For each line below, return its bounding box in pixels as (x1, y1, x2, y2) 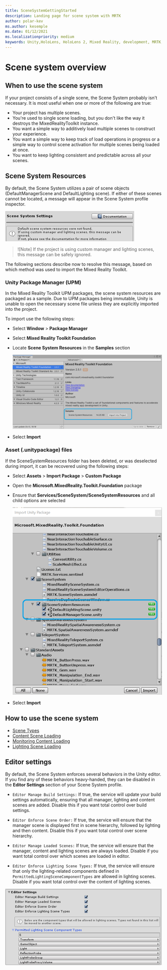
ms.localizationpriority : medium (5, 34, 75, 39)
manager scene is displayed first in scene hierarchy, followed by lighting (12, 822, 161, 828)
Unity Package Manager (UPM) (5, 279, 82, 286)
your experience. (12, 131, 47, 137)
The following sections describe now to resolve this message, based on (5, 261, 152, 267)
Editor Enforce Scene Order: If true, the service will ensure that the (12, 817, 152, 823)
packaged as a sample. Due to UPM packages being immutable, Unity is (5, 295, 153, 301)
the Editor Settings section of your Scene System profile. (5, 781, 123, 787)
